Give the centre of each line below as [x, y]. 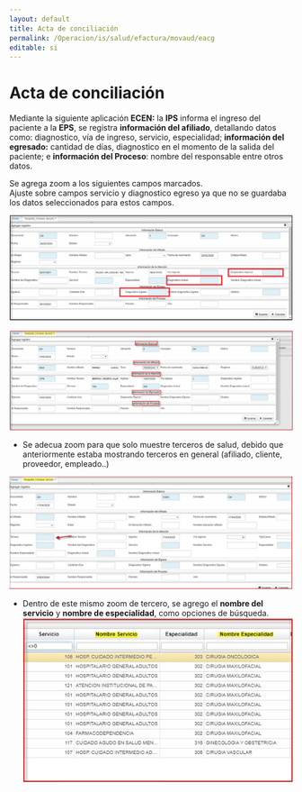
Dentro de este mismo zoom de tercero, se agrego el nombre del [142, 604]
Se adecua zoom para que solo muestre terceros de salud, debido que [153, 445]
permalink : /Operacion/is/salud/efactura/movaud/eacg [112, 38]
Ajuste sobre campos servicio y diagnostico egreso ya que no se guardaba [148, 193]
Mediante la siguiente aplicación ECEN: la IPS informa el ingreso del [135, 118]
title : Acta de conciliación [64, 28]
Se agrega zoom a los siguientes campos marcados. [107, 184]
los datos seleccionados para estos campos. [92, 203]
